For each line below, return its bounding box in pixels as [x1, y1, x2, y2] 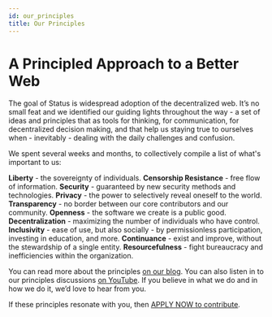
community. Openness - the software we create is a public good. [8, 208, 227, 218]
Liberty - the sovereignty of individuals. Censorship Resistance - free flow [8, 173, 261, 183]
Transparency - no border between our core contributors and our [8, 199, 229, 209]
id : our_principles [8, 11, 75, 20]
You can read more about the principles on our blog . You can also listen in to [8, 267, 264, 276]
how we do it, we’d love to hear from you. [8, 284, 147, 293]
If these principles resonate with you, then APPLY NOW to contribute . [8, 300, 241, 310]
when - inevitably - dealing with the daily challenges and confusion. [8, 133, 235, 143]
